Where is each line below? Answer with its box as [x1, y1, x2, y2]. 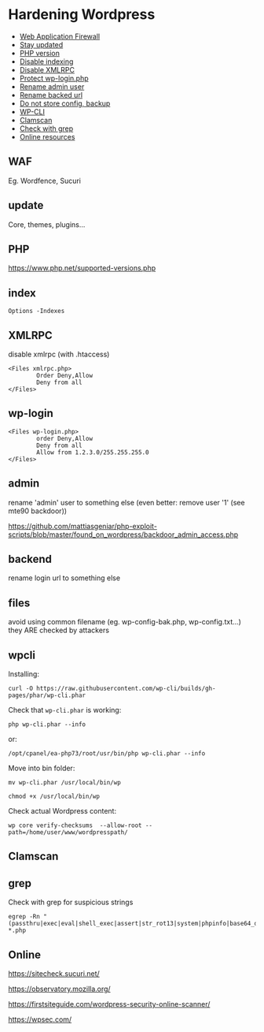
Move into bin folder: [8, 763, 75, 773]
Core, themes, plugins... [8, 219, 86, 229]
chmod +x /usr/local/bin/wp [8, 792, 101, 801]
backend [8, 553, 53, 566]
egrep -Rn [8, 913, 41, 921]
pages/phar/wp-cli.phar [8, 691, 86, 699]
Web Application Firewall [19, 32, 101, 41]
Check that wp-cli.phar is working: [8, 706, 122, 715]
